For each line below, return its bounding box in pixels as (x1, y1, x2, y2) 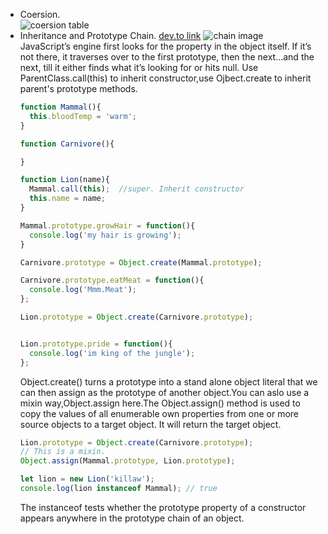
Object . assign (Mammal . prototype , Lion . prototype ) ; (19, 456, 236, 466)
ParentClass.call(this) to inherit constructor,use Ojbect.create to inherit (19, 72, 312, 84)
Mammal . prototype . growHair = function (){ (19, 220, 196, 231)
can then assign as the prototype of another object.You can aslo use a (19, 386, 310, 398)
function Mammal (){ (19, 102, 102, 112)
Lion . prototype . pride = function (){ (19, 339, 173, 349)
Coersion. (19, 9, 61, 20)
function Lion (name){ (19, 175, 111, 185)
